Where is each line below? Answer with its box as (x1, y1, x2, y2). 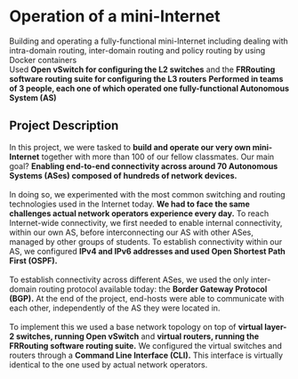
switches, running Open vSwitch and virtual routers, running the (16, 331, 260, 342)
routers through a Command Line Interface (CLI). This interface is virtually (9, 350, 283, 360)
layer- (263, 321, 287, 332)
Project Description (9, 118, 119, 133)
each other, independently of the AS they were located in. (9, 302, 221, 313)
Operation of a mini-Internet (9, 6, 221, 27)
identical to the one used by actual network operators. (9, 359, 208, 370)
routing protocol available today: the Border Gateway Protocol (38, 283, 268, 294)
